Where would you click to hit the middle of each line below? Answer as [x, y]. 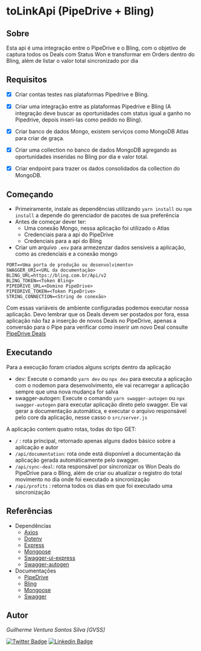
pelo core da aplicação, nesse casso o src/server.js [81, 417]
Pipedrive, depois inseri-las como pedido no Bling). [79, 120]
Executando [29, 353]
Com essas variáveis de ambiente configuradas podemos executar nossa [97, 308]
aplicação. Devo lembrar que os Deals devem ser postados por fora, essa [97, 314]
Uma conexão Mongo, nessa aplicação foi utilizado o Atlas [97, 228]
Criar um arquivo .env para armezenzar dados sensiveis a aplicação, [100, 247]
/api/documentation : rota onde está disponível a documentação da [98, 453]
